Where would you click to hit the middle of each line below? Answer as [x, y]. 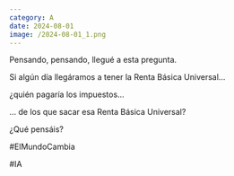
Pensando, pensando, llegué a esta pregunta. [93, 60]
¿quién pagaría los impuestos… [67, 94]
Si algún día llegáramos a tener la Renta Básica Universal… [117, 77]
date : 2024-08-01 [42, 26]
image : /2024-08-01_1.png [57, 34]
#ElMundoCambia [43, 147]
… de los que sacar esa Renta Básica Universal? [98, 112]
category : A [31, 18]
